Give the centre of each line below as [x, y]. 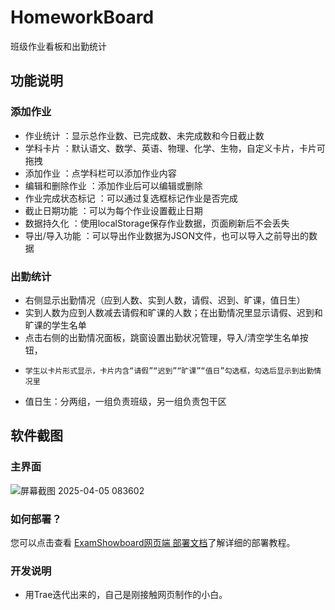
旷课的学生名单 [55, 325]
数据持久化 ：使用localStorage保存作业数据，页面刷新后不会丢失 [157, 223]
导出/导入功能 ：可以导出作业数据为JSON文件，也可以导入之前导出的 [167, 235]
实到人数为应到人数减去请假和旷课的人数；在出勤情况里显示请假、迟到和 [173, 312]
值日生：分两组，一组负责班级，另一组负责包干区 [125, 401]
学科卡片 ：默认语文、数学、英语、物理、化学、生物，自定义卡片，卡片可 [175, 148]
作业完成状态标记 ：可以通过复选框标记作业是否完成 [131, 198]
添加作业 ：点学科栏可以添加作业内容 [100, 173]
